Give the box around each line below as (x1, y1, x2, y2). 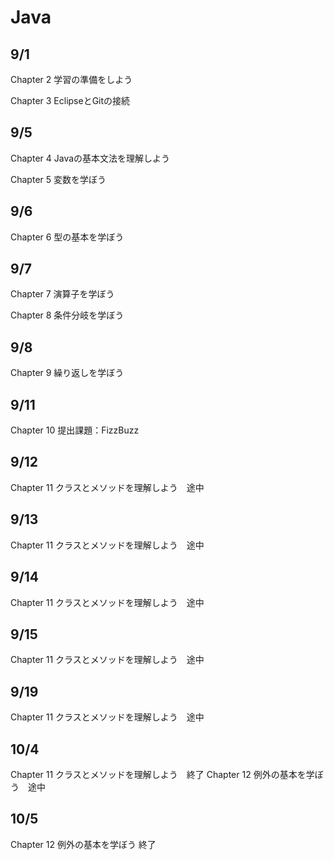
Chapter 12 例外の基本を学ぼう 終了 (10, 838, 157, 850)
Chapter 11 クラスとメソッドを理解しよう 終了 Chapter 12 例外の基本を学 (10, 768, 315, 780)
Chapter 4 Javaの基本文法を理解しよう (10, 152, 171, 164)
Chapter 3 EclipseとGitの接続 (10, 95, 131, 106)
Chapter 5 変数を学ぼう (10, 173, 107, 185)
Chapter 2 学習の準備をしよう (10, 74, 133, 85)
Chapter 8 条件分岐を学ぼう (10, 309, 125, 321)
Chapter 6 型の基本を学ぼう (10, 231, 125, 243)
